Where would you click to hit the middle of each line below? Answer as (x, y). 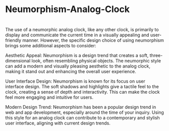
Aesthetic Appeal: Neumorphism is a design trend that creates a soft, (77, 55)
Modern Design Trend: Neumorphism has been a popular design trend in (81, 107)
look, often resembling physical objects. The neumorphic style (96, 61)
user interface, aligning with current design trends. (58, 123)
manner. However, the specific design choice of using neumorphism (93, 40)
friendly (13, 40)
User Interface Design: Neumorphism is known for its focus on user (75, 81)
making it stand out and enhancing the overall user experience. (71, 72)
